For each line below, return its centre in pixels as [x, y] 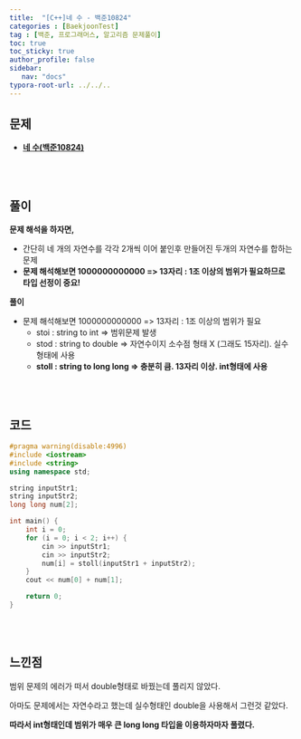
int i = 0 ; [46, 530]
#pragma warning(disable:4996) [68, 446]
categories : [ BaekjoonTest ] [64, 26]
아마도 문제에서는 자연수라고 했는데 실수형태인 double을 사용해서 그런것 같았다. [149, 705]
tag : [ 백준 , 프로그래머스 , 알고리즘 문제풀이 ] [85, 34]
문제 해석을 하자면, [42, 230]
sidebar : [26, 69]
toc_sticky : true [42, 52]
